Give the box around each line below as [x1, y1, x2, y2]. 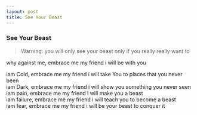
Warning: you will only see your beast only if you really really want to [20, 47, 190, 54]
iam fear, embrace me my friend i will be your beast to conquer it [6, 102, 165, 109]
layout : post [6, 8, 39, 15]
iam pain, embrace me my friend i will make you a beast [6, 89, 143, 97]
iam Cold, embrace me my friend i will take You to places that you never [6, 70, 183, 77]
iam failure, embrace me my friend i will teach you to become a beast [6, 96, 176, 103]
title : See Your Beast [6, 14, 63, 20]
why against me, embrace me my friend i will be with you [6, 59, 146, 66]
